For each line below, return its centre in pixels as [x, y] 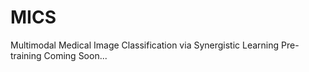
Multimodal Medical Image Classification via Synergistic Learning [145, 45]
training [26, 55]
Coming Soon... [75, 55]
